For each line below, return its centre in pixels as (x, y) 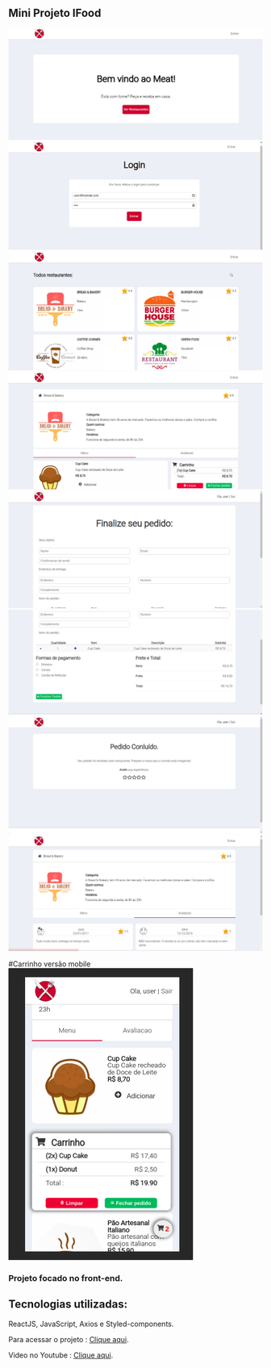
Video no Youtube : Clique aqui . (61, 1355)
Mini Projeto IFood (55, 13)
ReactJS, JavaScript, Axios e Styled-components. (91, 1324)
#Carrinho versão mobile (50, 964)
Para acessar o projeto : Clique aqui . (69, 1339)
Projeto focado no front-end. (66, 1278)
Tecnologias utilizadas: (68, 1305)
